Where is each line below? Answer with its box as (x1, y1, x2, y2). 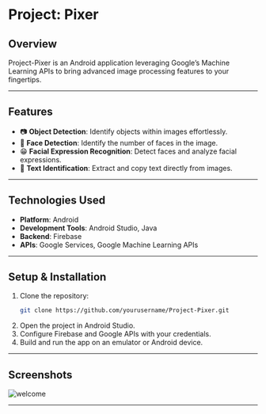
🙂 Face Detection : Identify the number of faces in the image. (19, 138, 218, 147)
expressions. (19, 154, 62, 164)
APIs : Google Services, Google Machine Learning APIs (19, 240, 199, 249)
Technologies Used (8, 194, 105, 207)
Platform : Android (19, 215, 79, 224)
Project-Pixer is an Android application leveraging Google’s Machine (8, 58, 230, 67)
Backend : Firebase (19, 231, 82, 241)
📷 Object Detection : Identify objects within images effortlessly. (19, 127, 228, 136)
